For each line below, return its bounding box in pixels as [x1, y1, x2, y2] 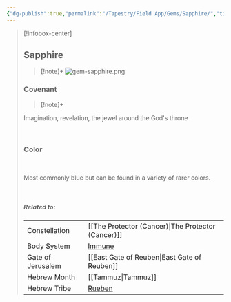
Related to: [23, 202, 56, 211]
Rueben [88, 284, 113, 293]
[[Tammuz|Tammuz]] [88, 272, 157, 282]
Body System [26, 241, 70, 251]
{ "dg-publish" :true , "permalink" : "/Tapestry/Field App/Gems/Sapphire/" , [6, 10, 217, 17]
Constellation [26, 226, 70, 235]
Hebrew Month [26, 272, 76, 282]
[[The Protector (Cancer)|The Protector [88, 222, 216, 231]
